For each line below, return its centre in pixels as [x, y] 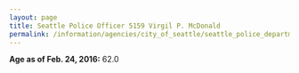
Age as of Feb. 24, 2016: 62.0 [64, 60]
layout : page [33, 17]
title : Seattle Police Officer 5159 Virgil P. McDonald [115, 26]
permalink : [29, 34]
